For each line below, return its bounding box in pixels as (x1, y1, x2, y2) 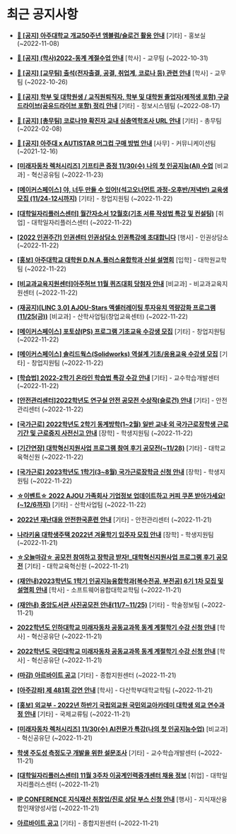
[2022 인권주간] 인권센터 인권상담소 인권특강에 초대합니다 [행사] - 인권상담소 (16, 233, 229, 241)
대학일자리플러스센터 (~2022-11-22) (31, 218, 132, 226)
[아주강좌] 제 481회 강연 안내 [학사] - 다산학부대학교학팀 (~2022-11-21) (16, 686, 213, 694)
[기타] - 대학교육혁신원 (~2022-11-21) (24, 561, 129, 570)
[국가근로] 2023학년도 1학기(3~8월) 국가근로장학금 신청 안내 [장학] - (16, 467, 207, 476)
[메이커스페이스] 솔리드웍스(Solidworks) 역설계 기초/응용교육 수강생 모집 (16, 349, 218, 358)
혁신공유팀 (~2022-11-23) (31, 170, 104, 179)
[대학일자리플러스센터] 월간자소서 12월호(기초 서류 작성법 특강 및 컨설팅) (16, 209, 215, 218)
